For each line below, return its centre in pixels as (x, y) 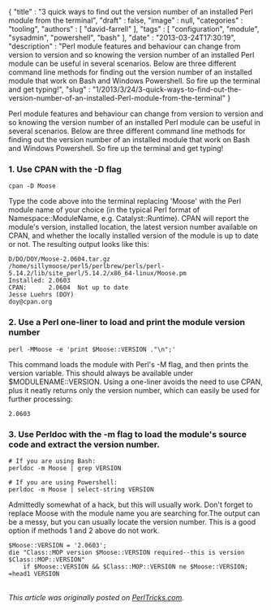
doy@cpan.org (30, 302)
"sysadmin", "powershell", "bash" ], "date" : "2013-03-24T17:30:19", (122, 37)
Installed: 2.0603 (39, 281)
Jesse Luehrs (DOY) (41, 295)
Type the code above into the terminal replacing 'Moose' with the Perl (125, 201)
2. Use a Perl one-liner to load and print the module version (127, 322)
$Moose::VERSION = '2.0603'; (58, 545)
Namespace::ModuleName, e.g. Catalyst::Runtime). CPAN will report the (129, 218)
